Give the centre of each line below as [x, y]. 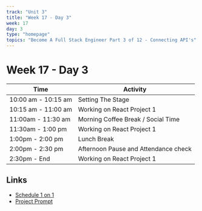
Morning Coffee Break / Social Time [129, 119]
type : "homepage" [28, 35]
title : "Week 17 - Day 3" [39, 18]
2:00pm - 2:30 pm [36, 149]
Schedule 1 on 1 [35, 195]
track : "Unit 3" [27, 12]
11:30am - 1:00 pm [38, 129]
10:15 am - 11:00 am [41, 109]
